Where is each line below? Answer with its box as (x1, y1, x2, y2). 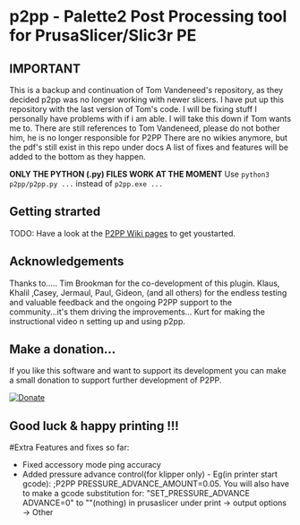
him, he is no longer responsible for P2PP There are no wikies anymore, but (9, 133, 288, 142)
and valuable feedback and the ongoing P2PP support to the (9, 297, 233, 307)
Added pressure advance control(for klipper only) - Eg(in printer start (21, 469, 278, 480)
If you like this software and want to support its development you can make (9, 366, 287, 376)
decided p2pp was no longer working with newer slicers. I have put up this (9, 94, 285, 105)
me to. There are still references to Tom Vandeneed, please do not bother (9, 123, 280, 133)
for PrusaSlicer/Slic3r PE (9, 25, 197, 46)
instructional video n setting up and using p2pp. (9, 315, 186, 326)
